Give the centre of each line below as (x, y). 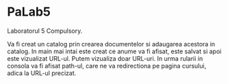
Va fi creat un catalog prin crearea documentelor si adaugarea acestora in (111, 44)
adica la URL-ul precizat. (42, 73)
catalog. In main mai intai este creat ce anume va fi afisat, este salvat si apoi (114, 51)
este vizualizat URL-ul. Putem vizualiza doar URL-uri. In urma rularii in (105, 58)
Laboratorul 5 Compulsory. (45, 31)
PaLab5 (29, 12)
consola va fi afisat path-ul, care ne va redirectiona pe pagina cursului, (107, 66)
